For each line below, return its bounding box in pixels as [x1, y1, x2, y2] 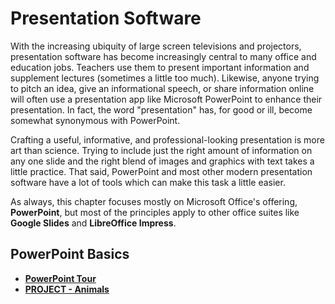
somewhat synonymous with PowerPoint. [10, 114, 181, 126]
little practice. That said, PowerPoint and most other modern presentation [10, 165, 313, 177]
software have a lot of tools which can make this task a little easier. [10, 176, 286, 188]
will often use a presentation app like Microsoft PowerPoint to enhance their [10, 93, 323, 105]
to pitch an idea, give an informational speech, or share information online [10, 82, 315, 94]
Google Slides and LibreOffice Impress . [10, 217, 177, 229]
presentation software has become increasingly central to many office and [10, 50, 317, 62]
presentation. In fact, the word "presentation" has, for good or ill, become [10, 103, 313, 116]
